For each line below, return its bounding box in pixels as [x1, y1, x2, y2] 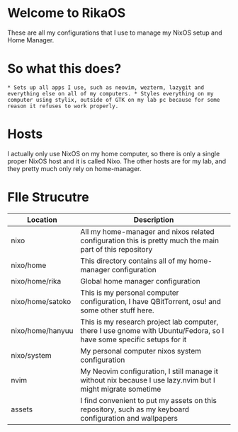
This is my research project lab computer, [80, 317, 219, 327]
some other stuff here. [80, 305, 154, 315]
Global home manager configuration [80, 276, 200, 286]
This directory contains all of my [80, 256, 188, 266]
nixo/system [11, 350, 52, 360]
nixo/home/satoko [11, 296, 72, 306]
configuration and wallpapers [80, 413, 178, 423]
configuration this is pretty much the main [80, 235, 220, 245]
